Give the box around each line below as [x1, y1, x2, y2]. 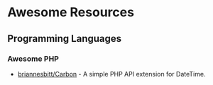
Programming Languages [7, 33, 122, 45]
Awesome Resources [7, 4, 135, 21]
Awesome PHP [7, 54, 59, 64]
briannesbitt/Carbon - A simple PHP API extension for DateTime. [17, 69, 206, 78]
